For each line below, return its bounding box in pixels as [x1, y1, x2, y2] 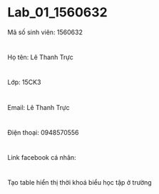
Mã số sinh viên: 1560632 [7, 28, 83, 36]
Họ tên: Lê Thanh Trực [7, 53, 73, 61]
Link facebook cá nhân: [7, 153, 76, 161]
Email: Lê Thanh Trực [7, 103, 70, 111]
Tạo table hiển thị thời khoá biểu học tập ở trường [7, 178, 152, 187]
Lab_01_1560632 [7, 4, 108, 21]
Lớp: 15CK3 [7, 78, 41, 86]
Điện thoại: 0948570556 [7, 128, 80, 136]
